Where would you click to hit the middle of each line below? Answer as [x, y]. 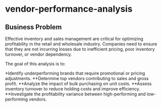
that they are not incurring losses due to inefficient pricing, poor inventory [80, 49]
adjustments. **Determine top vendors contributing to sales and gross [77, 78]
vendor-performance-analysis [69, 9]
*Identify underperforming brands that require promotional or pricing [75, 73]
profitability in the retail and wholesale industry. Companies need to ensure [81, 44]
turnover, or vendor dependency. [39, 54]
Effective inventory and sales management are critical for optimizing [74, 39]
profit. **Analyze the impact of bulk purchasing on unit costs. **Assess [78, 84]
